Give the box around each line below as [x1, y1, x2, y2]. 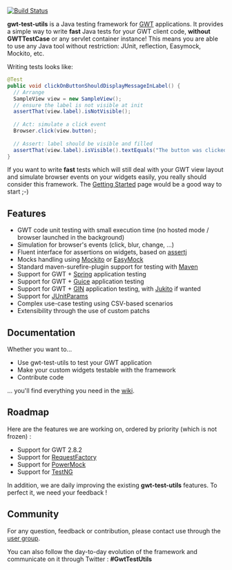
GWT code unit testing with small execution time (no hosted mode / [17, 226, 209, 234]
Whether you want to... [7, 345, 72, 353]
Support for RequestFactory [17, 453, 97, 461]
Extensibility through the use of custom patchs [17, 307, 151, 315]
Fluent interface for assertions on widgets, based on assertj [17, 248, 188, 256]
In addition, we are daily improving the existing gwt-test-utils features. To [7, 481, 217, 489]
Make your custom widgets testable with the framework [17, 366, 176, 374]
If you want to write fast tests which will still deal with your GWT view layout [7, 166, 224, 174]
